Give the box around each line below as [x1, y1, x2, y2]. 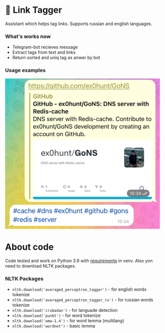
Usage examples [5, 67, 46, 74]
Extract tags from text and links [12, 49, 76, 56]
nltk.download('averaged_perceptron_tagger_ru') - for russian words [12, 297, 154, 303]
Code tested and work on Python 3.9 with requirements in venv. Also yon [5, 258, 153, 264]
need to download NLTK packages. [5, 263, 76, 269]
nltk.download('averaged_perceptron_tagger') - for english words [12, 286, 147, 292]
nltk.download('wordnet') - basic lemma [12, 323, 96, 329]
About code [5, 241, 54, 252]
